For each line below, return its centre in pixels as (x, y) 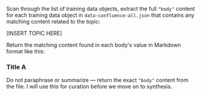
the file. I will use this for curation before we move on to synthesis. (89, 86)
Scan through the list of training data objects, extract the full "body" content (101, 9)
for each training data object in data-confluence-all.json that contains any (100, 15)
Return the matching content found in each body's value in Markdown (94, 45)
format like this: (26, 51)
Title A (16, 67)
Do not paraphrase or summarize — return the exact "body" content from (97, 80)
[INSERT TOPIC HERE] (34, 33)
